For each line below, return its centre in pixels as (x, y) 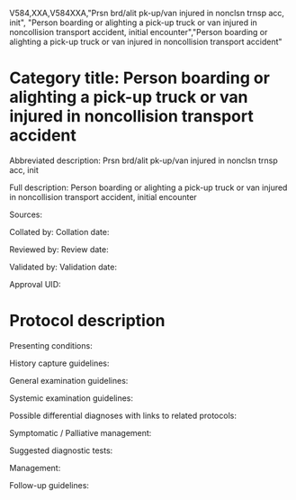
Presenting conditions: (51, 345)
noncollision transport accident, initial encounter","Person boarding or (139, 32)
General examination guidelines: (69, 380)
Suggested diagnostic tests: (61, 450)
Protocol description (87, 321)
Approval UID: (35, 284)
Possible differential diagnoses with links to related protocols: (123, 415)
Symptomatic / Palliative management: (81, 432)
